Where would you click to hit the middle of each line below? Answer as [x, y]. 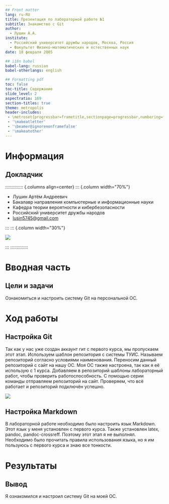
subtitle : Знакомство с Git [35, 24]
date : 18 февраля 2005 [29, 52]
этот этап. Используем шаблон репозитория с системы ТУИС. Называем [84, 354]
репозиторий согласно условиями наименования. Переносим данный [81, 360]
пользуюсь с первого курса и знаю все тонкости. [59, 445]
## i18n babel [20, 61]
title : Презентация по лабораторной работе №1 [55, 19]
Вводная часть [38, 267]
